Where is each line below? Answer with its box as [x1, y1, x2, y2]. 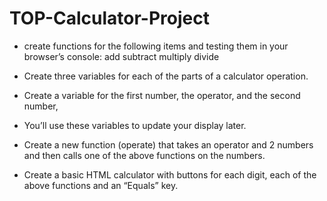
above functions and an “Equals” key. [23, 179, 179, 191]
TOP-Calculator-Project [9, 7, 210, 30]
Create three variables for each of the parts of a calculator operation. [23, 70, 309, 82]
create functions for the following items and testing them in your [23, 40, 289, 52]
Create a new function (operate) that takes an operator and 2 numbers [23, 138, 314, 151]
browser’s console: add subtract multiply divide [23, 50, 220, 62]
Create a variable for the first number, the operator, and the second [23, 89, 301, 101]
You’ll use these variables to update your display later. [23, 119, 247, 131]
